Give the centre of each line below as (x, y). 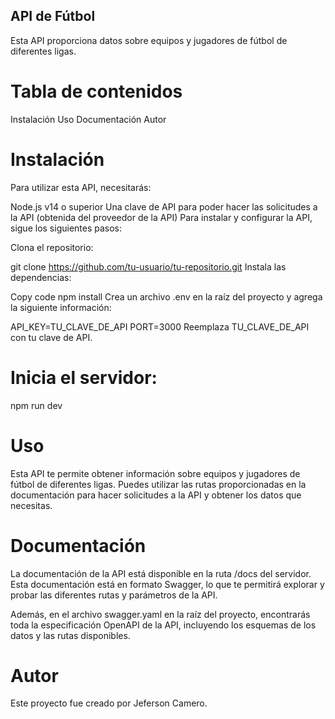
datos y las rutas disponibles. (70, 635)
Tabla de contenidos (96, 91)
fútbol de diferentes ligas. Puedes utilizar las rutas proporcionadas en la (158, 484)
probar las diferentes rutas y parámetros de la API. (114, 595)
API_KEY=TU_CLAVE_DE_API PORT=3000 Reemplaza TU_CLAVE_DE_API (160, 326)
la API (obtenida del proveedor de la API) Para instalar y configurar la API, (161, 217)
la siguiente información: (61, 307)
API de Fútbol (53, 16)
